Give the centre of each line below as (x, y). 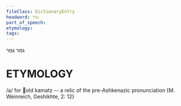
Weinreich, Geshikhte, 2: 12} (40, 97)
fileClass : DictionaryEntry (41, 11)
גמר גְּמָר (15, 50)
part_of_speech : (26, 22)
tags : (13, 34)
